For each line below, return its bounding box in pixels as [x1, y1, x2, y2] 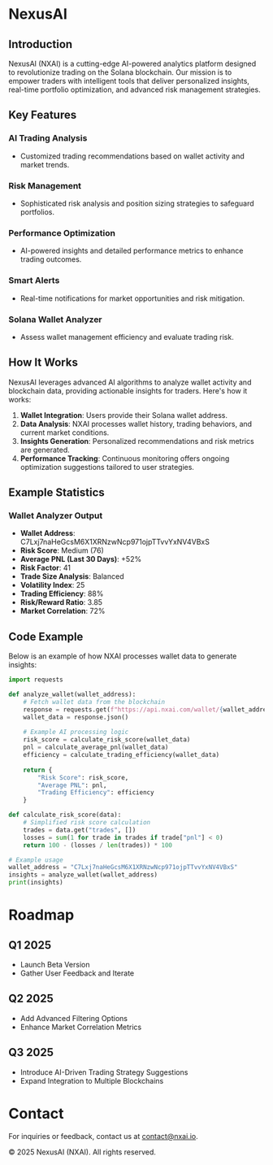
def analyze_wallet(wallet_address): [8, 690, 136, 699]
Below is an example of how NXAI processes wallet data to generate [8, 651, 237, 661]
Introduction [8, 37, 73, 51]
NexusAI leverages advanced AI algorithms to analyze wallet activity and [8, 377, 252, 387]
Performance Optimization [8, 227, 116, 238]
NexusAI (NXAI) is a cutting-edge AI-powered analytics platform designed [8, 59, 257, 68]
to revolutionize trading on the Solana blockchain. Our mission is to [8, 67, 232, 77]
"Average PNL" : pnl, [37, 781, 107, 789]
